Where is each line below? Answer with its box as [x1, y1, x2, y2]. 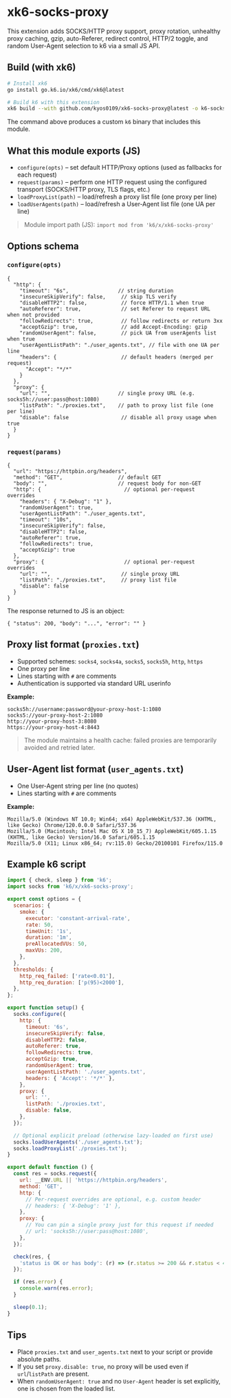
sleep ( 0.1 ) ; [13, 1304, 48, 1310]
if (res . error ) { [13, 1279, 63, 1286]
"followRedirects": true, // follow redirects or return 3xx [19, 317, 223, 324]
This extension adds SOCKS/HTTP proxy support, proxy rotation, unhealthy [7, 27, 221, 35]
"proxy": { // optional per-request [13, 559, 195, 566]
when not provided [7, 311, 60, 318]
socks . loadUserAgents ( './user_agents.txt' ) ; [13, 1139, 143, 1146]
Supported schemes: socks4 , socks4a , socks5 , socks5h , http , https [16, 657, 203, 666]
